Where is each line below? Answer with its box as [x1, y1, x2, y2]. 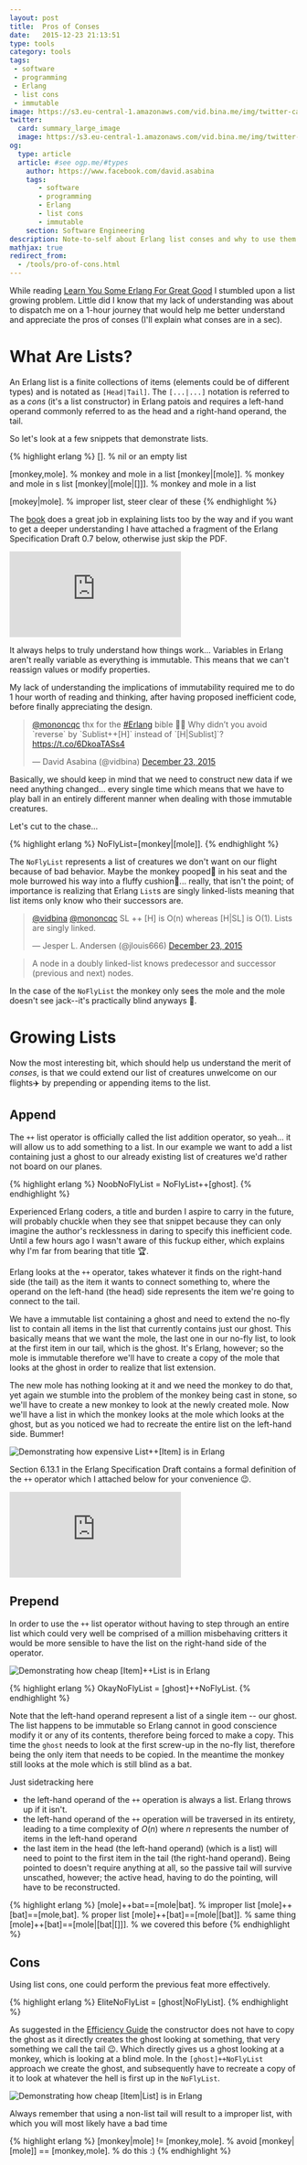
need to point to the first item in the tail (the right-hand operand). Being [22, 1852, 291, 1863]
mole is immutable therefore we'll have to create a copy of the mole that [9, 1352, 281, 1363]
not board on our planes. [9, 1161, 102, 1172]
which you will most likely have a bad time [9, 2118, 168, 2129]
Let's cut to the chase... [9, 820, 99, 831]
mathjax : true [9, 243, 64, 252]
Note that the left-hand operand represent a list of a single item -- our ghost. [9, 1709, 298, 1720]
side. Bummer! [9, 1428, 64, 1439]
